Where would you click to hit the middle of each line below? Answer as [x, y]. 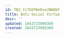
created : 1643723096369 [29, 28]
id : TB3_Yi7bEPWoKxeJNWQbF [32, 10]
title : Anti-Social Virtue [32, 14]
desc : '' [14, 19]
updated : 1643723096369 [29, 23]
